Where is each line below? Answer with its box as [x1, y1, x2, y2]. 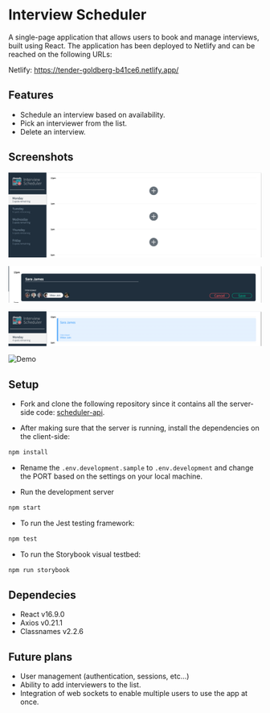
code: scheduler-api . [35, 407, 105, 417]
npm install [8, 448, 48, 456]
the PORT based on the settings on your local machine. [19, 471, 203, 481]
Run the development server [19, 487, 115, 496]
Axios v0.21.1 [19, 618, 63, 628]
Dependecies [8, 588, 76, 602]
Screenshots [8, 151, 74, 164]
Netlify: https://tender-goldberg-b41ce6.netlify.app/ [8, 64, 179, 74]
